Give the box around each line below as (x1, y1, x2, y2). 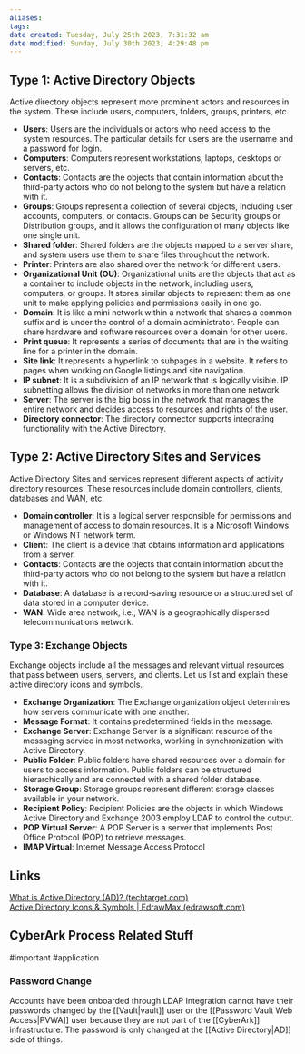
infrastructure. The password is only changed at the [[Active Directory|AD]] (9, 1024, 292, 1036)
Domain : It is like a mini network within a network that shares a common (22, 307, 293, 318)
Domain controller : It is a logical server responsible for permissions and (22, 510, 292, 521)
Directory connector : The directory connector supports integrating (22, 413, 275, 424)
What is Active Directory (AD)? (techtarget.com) (9, 891, 189, 902)
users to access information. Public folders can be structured (22, 764, 252, 775)
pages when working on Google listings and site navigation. (22, 365, 247, 376)
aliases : (9, 13, 43, 23)
